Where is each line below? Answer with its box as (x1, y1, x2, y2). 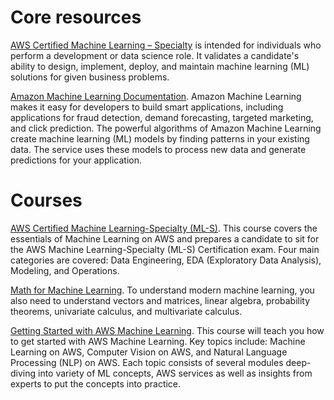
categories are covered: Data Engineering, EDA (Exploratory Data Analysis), (10, 254, 322, 266)
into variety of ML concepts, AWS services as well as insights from (38, 367, 313, 379)
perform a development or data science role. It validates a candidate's (10, 49, 300, 61)
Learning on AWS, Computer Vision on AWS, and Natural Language (10, 346, 288, 358)
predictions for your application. (10, 154, 142, 166)
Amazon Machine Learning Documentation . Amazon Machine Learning (10, 90, 302, 102)
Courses (10, 189, 83, 212)
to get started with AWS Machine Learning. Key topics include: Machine (10, 335, 306, 347)
